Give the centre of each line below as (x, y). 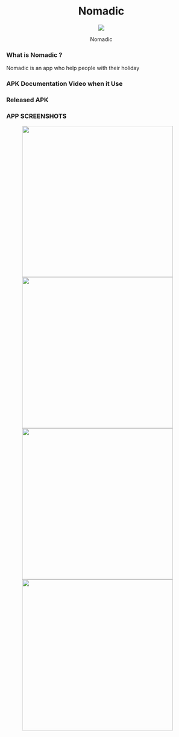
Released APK (27, 100)
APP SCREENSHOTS (36, 116)
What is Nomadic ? (34, 54)
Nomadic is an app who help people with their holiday (73, 68)
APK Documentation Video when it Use (64, 84)
